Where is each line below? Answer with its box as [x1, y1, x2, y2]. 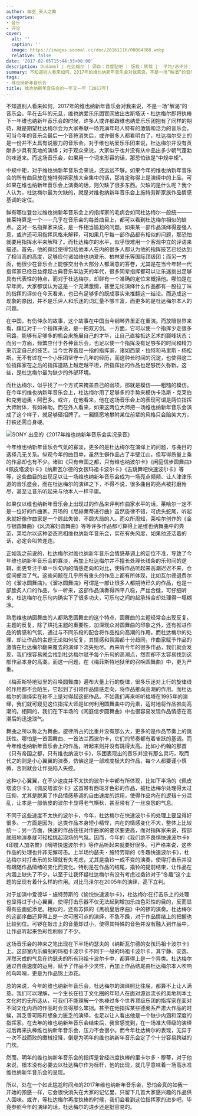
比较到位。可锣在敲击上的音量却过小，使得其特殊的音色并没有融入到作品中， [6, 920, 192, 927]
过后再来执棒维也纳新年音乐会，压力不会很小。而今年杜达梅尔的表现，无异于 [6, 1026, 192, 1033]
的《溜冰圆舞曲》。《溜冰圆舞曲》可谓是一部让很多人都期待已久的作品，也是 [6, 579, 187, 586]
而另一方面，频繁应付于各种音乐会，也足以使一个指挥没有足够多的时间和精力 [6, 339, 192, 346]
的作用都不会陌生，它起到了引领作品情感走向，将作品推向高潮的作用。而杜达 [6, 686, 192, 693]
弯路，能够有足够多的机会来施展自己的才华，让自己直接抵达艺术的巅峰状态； [6, 332, 192, 339]
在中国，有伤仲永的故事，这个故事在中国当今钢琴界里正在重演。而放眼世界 [6, 317, 187, 324]
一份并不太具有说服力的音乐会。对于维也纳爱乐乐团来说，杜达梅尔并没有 [11, 139, 187, 146]
